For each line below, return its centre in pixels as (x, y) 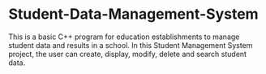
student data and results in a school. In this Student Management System (131, 45)
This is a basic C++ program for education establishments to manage (124, 37)
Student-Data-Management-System (133, 14)
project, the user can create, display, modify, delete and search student (128, 54)
